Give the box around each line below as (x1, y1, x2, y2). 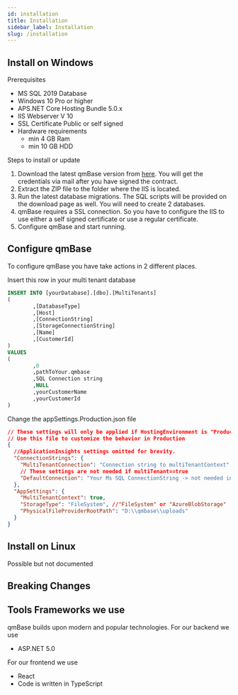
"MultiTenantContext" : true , (20, 495, 106, 502)
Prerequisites (7, 75, 46, 84)
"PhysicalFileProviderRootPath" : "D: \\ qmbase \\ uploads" (20, 507, 189, 515)
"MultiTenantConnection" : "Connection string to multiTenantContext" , (20, 461, 233, 468)
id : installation (7, 10, 59, 18)
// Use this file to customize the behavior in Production (7, 435, 186, 442)
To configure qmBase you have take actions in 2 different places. (7, 262, 197, 270)
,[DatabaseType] (33, 303, 81, 310)
